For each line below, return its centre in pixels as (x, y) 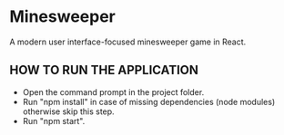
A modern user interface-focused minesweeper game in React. (128, 42)
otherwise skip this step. (69, 111)
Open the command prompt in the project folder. (113, 92)
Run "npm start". (54, 121)
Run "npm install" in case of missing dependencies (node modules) (149, 101)
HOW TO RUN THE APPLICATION (104, 70)
